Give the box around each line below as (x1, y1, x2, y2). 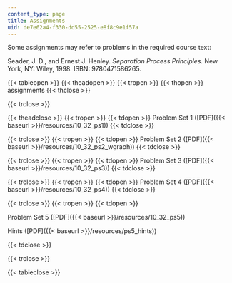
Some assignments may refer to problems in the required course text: (7, 43, 212, 52)
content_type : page (7, 10, 66, 18)
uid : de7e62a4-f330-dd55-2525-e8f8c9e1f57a (7, 24, 139, 31)
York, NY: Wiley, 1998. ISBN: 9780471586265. (7, 65, 141, 73)
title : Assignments (7, 17, 66, 24)
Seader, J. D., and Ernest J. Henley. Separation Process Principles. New (7, 57, 218, 66)
